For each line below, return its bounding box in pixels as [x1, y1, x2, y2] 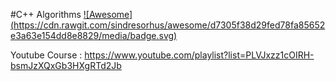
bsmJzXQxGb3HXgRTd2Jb [10, 60, 122, 71]
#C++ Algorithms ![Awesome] [10, 9, 133, 20]
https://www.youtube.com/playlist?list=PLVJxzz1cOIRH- [84, 49, 315, 61]
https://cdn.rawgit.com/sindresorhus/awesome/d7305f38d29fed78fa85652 [13, 19, 326, 31]
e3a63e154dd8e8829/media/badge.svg [10, 30, 175, 41]
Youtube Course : [10, 49, 83, 61]
